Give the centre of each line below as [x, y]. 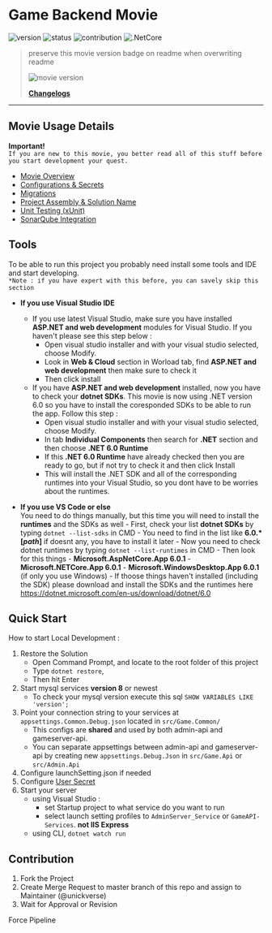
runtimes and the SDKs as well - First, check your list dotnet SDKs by [137, 524]
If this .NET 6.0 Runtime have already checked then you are [144, 456]
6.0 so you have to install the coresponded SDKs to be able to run [142, 404]
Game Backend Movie [83, 15]
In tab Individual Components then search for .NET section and [151, 439]
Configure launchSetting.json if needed [85, 773]
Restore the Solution [54, 654]
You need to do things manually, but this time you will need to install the [139, 515]
